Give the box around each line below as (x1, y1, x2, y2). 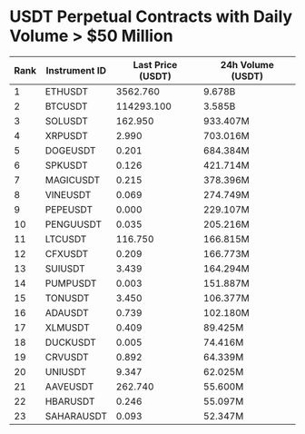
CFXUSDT (44, 247, 89, 260)
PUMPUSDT (44, 277, 97, 290)
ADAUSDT (44, 306, 89, 319)
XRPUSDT (44, 129, 88, 142)
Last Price (133, 58, 178, 71)
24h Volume (220, 58, 274, 71)
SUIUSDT (44, 261, 86, 274)
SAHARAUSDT (44, 409, 107, 422)
